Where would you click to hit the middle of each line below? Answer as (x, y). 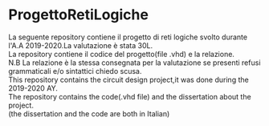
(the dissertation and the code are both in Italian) (89, 113)
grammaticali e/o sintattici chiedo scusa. (75, 71)
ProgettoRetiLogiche (78, 15)
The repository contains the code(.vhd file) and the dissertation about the (130, 96)
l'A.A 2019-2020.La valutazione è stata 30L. (81, 45)
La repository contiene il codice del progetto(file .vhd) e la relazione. (122, 54)
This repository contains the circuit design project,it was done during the (128, 79)
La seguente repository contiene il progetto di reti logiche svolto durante (128, 37)
